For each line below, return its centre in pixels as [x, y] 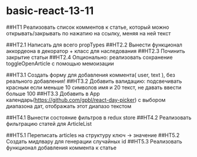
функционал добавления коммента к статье [61, 148]
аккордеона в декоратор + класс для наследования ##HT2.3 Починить [96, 51]
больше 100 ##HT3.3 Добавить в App [53, 93]
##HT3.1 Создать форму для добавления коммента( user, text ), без [91, 75]
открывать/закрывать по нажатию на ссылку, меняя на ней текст [89, 33]
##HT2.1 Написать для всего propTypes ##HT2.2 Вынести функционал [94, 45]
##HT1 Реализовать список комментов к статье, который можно [88, 27]
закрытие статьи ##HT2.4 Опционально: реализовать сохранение [89, 57]
